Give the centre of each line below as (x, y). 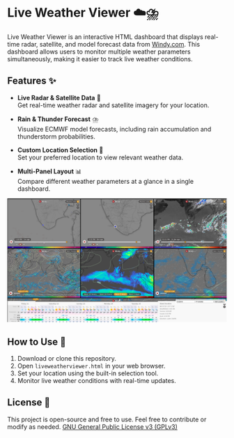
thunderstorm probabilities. (56, 136)
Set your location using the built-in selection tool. (88, 373)
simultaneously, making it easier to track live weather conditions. (100, 58)
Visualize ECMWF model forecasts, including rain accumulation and (114, 129)
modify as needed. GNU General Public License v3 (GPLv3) (92, 427)
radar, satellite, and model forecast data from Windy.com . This (111, 44)
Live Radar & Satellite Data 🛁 (59, 97)
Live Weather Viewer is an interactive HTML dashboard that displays (105, 37)
